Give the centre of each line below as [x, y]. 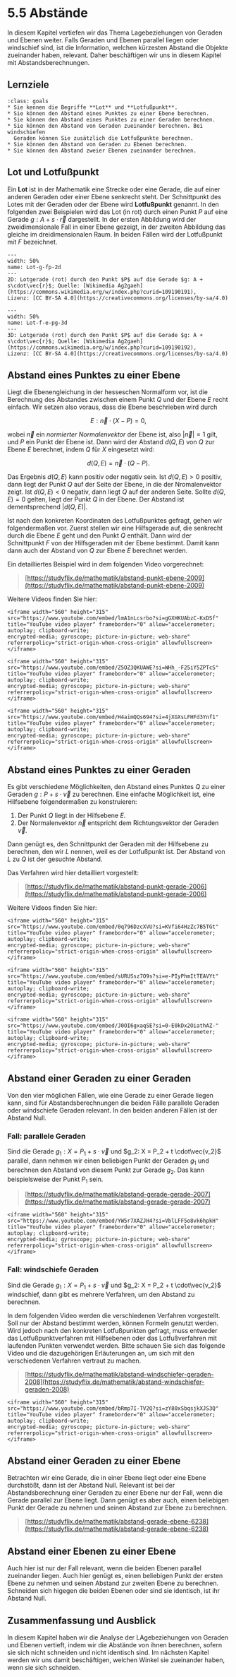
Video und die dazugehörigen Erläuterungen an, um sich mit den [101, 1353]
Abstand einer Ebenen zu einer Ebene [92, 1551]
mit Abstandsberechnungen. [49, 62]
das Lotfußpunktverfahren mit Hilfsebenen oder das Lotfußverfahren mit [112, 1338]
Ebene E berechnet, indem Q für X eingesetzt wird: [81, 449]
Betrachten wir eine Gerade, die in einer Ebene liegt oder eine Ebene [107, 1478]
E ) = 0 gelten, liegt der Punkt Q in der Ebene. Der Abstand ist [96, 499]
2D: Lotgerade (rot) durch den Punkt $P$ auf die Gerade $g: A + [105, 279]
